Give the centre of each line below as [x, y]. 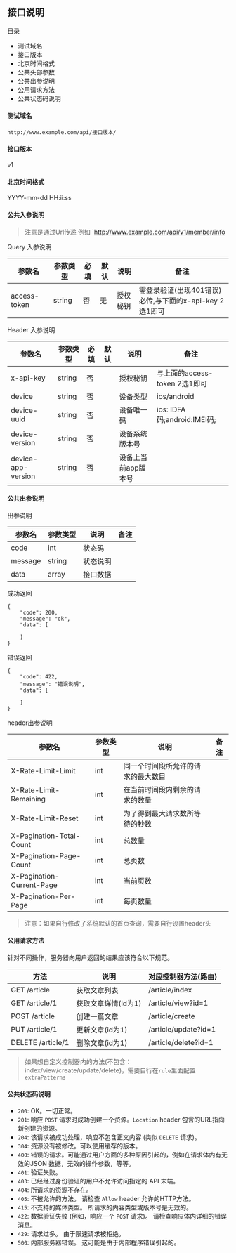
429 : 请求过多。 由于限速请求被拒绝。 [71, 1234]
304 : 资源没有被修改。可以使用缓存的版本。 [79, 1146]
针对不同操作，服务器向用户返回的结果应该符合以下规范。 [90, 958]
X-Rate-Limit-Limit [43, 770]
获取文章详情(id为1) [109, 1004]
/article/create [172, 1016]
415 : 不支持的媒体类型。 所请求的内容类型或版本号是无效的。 [105, 1207]
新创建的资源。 [39, 1129]
